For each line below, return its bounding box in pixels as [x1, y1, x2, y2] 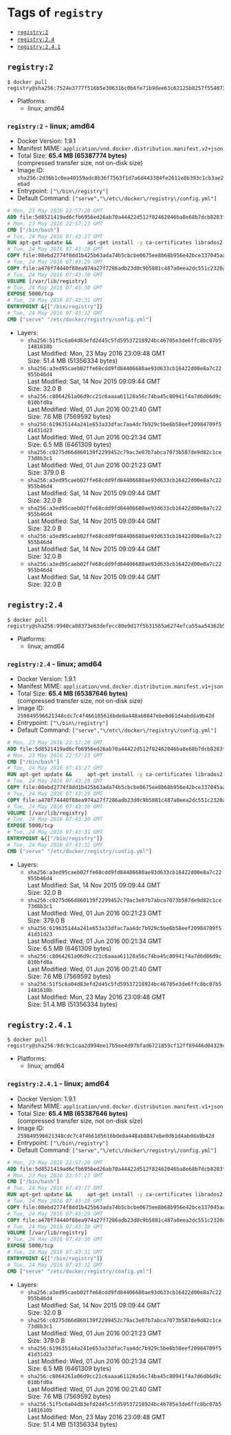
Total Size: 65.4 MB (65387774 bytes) [16, 151, 127, 160]
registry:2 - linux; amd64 [7, 121, 95, 131]
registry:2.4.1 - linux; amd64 [7, 1079, 110, 1088]
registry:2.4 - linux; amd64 [7, 659, 102, 669]
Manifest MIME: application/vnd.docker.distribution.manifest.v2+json [16, 144, 223, 153]
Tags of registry [7, 5, 103, 21]
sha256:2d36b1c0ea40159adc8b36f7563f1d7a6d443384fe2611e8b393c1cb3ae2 [16, 175, 224, 182]
